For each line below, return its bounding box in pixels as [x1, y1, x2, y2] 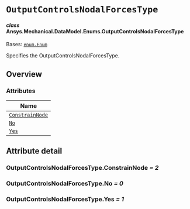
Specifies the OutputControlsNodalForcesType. [6, 52, 120, 59]
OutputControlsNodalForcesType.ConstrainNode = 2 [6, 164, 159, 172]
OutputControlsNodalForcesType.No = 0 [6, 180, 124, 188]
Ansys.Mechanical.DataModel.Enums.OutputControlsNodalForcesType [6, 28, 184, 35]
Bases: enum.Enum [6, 41, 48, 48]
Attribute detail [6, 146, 63, 156]
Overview [6, 69, 43, 79]
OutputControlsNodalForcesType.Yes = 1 [6, 195, 125, 203]
